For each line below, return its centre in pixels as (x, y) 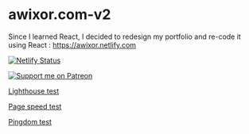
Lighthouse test (34, 91)
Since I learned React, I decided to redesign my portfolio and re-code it (124, 36)
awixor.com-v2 (60, 15)
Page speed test (35, 106)
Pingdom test (30, 121)
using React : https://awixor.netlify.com (72, 44)
